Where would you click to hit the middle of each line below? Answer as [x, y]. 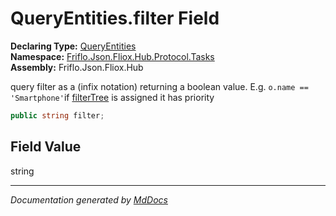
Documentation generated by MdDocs [89, 199]
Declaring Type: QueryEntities [73, 46]
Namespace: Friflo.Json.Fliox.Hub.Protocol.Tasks [112, 56]
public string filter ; [57, 115]
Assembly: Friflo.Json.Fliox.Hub [77, 67]
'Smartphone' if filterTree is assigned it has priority [112, 97]
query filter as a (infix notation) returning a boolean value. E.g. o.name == [159, 86]
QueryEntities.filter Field [115, 18]
